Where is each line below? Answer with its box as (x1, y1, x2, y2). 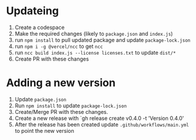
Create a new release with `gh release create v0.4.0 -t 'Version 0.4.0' (14, 114, 184, 122)
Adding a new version (6, 76, 116, 90)
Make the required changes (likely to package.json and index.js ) (14, 30, 173, 37)
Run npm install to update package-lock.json (14, 102, 127, 109)
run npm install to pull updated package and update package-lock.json (14, 36, 191, 43)
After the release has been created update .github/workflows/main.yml (14, 120, 189, 128)
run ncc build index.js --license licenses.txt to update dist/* (14, 49, 176, 56)
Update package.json (14, 96, 67, 103)
